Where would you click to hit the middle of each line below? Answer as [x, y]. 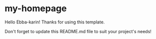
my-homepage [36, 9]
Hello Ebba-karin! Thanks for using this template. [55, 22]
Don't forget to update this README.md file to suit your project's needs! [78, 31]
